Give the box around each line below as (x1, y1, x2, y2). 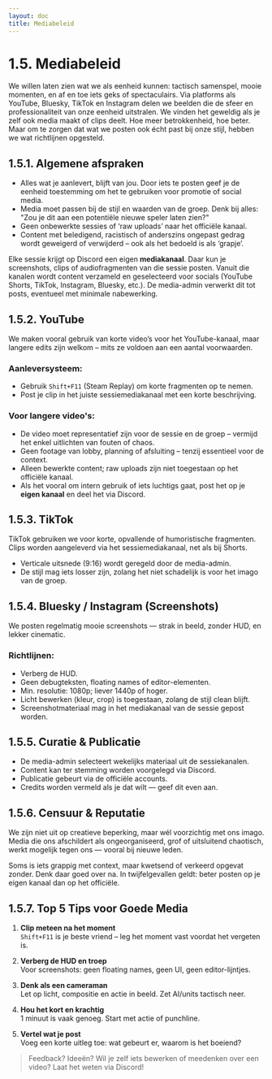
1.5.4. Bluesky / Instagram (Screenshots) (8, 599, 219, 613)
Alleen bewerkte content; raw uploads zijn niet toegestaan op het (19, 463, 239, 473)
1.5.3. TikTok (8, 513, 74, 526)
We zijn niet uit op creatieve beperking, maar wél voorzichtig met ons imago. (8, 828, 265, 838)
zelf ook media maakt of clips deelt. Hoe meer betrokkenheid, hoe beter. (8, 115, 251, 126)
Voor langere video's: (8, 410, 95, 422)
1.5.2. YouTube (8, 312, 85, 326)
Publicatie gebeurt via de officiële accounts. (19, 773, 168, 784)
